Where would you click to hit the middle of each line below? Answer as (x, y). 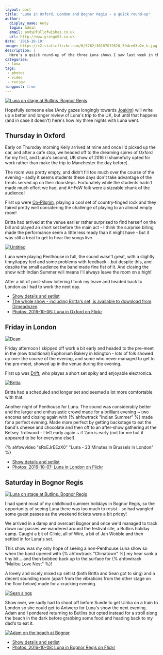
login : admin (23, 28)
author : (13, 19)
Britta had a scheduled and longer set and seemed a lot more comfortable (79, 392)
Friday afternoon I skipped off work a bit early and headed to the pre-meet (80, 348)
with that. (14, 397)
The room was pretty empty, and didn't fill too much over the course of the (80, 172)
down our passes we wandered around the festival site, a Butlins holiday (77, 528)
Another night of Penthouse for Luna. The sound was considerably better (78, 407)
